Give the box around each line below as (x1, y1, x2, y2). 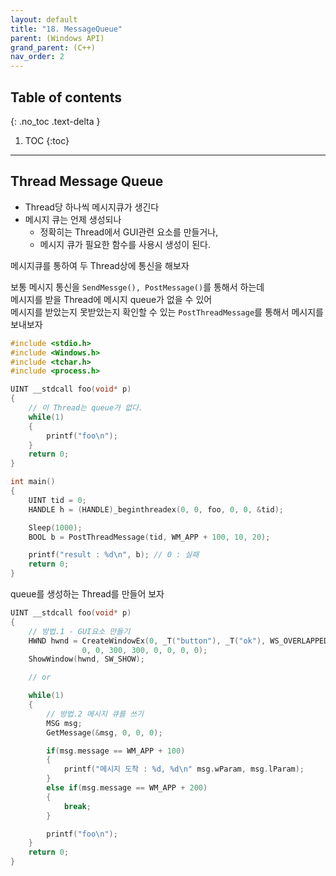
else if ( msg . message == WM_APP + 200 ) (46, 783, 208, 793)
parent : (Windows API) (10, 33, 105, 43)
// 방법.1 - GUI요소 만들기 (28, 626, 131, 636)
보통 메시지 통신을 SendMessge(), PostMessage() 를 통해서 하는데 (10, 281, 265, 293)
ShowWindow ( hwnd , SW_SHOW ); (28, 654, 145, 665)
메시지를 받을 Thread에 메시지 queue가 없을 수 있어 (10, 293, 213, 305)
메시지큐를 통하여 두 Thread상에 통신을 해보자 (10, 259, 190, 271)
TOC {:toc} (24, 134, 70, 146)
